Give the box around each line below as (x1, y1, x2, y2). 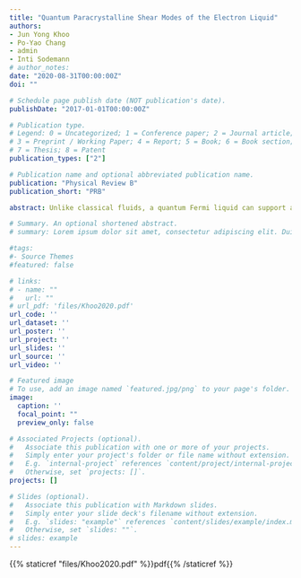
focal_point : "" (17, 409, 78, 418)
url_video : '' (9, 360, 63, 369)
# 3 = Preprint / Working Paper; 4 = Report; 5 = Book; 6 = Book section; (9, 137, 295, 146)
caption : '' (17, 401, 63, 410)
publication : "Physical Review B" (9, 179, 139, 188)
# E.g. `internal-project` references (9, 460, 163, 469)
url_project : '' (9, 335, 70, 344)
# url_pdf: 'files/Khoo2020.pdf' (9, 302, 134, 311)
